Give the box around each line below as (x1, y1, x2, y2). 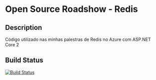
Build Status (5, 56, 44, 65)
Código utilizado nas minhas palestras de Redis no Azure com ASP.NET (5, 36, 151, 42)
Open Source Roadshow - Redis (5, 3, 138, 15)
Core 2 (5, 42, 19, 48)
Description (5, 23, 42, 32)
